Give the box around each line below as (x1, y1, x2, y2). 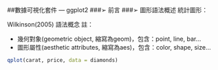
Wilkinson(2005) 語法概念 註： (7, 20, 94, 29)
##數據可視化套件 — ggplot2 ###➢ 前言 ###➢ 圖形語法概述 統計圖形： (7, 6, 208, 14)
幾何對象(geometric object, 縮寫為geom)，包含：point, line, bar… (17, 35, 201, 43)
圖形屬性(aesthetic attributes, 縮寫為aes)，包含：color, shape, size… (17, 43, 211, 51)
